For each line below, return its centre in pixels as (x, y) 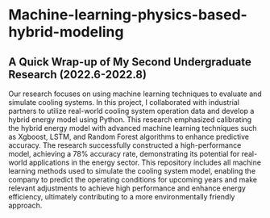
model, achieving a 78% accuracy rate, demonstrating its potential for (124, 154)
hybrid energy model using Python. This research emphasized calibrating (130, 119)
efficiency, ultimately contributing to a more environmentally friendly (122, 197)
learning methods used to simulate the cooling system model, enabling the (132, 171)
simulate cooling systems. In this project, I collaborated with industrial (124, 102)
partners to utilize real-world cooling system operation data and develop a (131, 111)
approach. (25, 205)
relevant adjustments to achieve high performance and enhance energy (127, 188)
